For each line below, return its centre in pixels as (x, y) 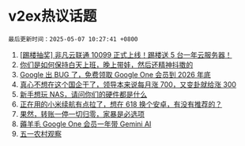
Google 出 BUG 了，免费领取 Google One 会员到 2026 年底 (115, 74)
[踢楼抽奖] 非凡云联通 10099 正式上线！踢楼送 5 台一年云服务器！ (126, 54)
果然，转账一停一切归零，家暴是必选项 (82, 114)
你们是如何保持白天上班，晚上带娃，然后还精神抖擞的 (106, 65)
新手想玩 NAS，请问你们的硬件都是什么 (83, 94)
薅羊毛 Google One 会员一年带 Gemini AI (85, 124)
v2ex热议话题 (53, 16)
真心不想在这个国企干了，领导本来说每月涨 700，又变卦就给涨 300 (128, 84)
